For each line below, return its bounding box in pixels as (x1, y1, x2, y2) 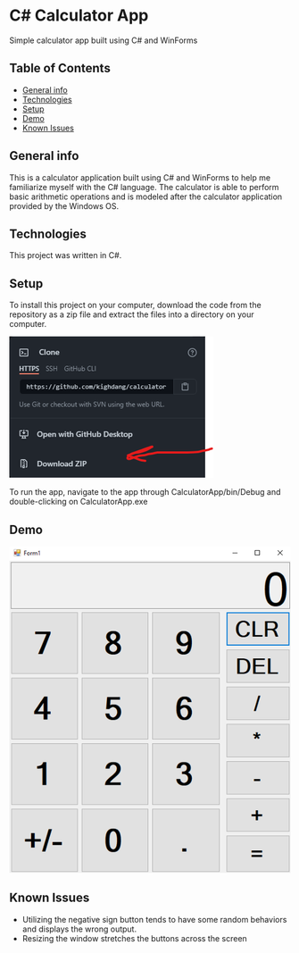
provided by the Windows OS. (9, 200, 119, 211)
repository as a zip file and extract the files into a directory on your (9, 309, 254, 320)
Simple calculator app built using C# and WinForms (9, 35, 198, 46)
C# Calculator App (9, 5, 149, 26)
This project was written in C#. (9, 250, 122, 261)
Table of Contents (9, 61, 112, 76)
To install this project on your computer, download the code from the (9, 300, 262, 311)
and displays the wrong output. (21, 924, 137, 934)
